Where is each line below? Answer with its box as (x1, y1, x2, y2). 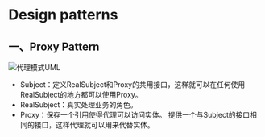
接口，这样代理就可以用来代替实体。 (34, 120, 155, 130)
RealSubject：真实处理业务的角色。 (19, 100, 139, 110)
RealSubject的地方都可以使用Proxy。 (19, 90, 143, 99)
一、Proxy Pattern (8, 39, 100, 53)
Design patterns (8, 6, 118, 24)
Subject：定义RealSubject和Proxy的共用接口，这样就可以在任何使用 (19, 80, 246, 89)
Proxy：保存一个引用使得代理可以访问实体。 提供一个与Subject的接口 (19, 110, 251, 119)
